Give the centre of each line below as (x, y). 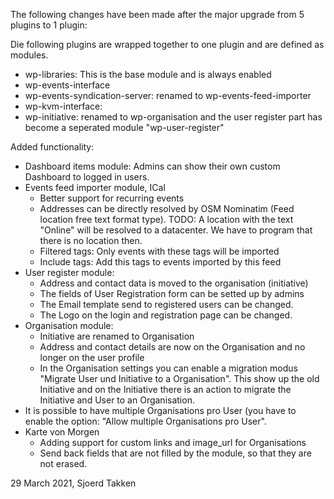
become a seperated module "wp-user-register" (124, 127)
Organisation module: (69, 325)
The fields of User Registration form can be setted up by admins (172, 293)
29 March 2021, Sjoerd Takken (73, 483)
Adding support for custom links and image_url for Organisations (173, 442)
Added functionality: (52, 147)
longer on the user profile (92, 357)
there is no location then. (91, 240)
